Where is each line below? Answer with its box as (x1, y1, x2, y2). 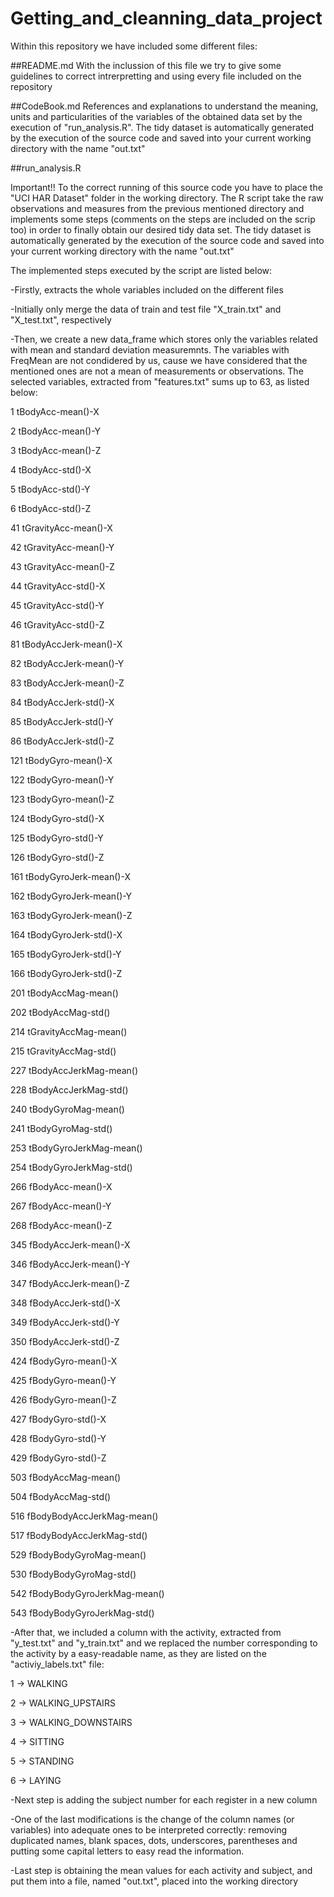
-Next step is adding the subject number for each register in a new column (10, 1793, 318, 1806)
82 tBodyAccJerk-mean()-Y (10, 657, 125, 669)
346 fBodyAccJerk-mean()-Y (10, 1258, 131, 1270)
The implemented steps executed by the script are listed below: (10, 264, 273, 276)
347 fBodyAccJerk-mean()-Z (10, 1277, 130, 1289)
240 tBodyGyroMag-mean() (10, 1103, 125, 1115)
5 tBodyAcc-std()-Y (10, 483, 91, 495)
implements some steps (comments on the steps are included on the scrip (10, 213, 316, 225)
